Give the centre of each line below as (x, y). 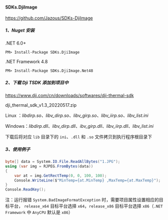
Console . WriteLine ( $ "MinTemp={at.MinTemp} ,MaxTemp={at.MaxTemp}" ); (88, 180)
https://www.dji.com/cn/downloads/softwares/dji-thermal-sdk (70, 96)
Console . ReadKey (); (26, 190)
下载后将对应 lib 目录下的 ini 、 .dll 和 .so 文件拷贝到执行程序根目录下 (79, 137)
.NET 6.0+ (16, 43)
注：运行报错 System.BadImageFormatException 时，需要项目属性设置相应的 (82, 200)
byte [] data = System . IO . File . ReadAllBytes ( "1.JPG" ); (63, 162)
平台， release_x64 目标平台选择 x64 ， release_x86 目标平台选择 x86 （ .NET (86, 206)
